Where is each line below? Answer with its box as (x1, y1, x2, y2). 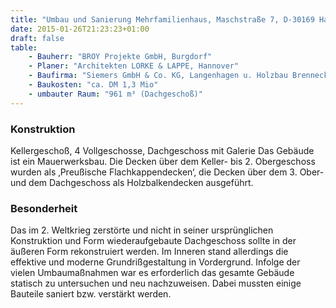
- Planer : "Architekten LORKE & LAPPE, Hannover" (28, 61, 240, 71)
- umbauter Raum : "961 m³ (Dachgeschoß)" (28, 89, 203, 99)
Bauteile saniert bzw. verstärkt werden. (10, 288, 172, 300)
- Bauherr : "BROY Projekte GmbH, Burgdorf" (28, 52, 213, 62)
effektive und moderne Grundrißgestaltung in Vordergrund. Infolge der (10, 256, 301, 268)
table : (10, 42, 38, 53)
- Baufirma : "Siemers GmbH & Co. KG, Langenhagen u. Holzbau (28, 71, 288, 81)
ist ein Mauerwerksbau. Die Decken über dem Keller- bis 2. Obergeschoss (10, 155, 316, 167)
